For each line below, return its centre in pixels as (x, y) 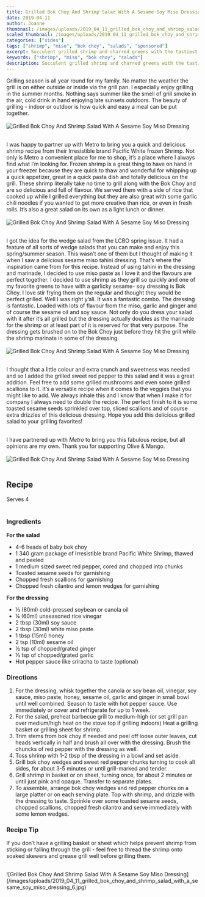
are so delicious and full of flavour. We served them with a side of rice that (100, 189)
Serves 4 (18, 499)
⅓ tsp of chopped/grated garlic (54, 655)
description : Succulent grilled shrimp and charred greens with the (95, 63)
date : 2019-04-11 (28, 18)
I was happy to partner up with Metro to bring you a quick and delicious (96, 144)
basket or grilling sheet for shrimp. (58, 729)
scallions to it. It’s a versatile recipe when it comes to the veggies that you (99, 389)
